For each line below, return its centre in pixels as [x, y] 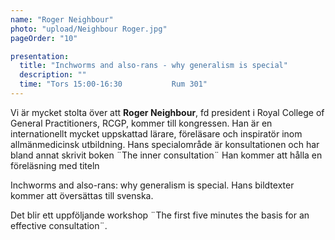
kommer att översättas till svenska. [82, 195]
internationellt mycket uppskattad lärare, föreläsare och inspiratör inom [156, 133]
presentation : [40, 56]
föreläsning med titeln [55, 165]
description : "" [53, 75]
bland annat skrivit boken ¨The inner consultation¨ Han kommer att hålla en [166, 155]
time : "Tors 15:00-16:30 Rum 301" [113, 84]
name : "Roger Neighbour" [62, 19]
